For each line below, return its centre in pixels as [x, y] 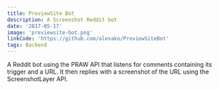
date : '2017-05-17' [35, 26]
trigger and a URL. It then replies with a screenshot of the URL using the [108, 72]
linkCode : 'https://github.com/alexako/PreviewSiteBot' [88, 39]
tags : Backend [27, 45]
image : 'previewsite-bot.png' [50, 32]
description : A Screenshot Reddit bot [62, 20]
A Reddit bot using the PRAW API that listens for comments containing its [110, 64]
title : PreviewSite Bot [41, 13]
